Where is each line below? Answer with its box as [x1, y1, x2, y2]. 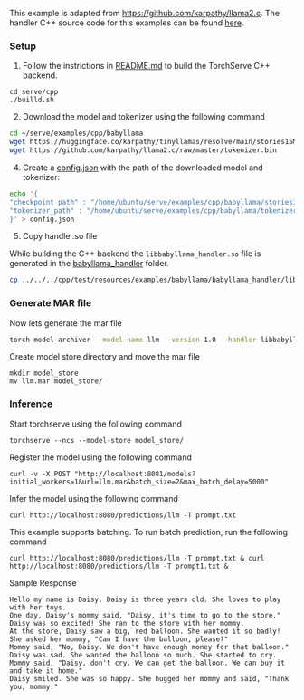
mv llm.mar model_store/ [9, 377, 103, 386]
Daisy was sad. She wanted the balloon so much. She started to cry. [9, 650, 278, 659]
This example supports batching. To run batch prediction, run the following [9, 526, 288, 537]
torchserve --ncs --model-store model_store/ [9, 436, 184, 445]
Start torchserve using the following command [9, 418, 183, 429]
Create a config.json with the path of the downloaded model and [22, 162, 264, 173]
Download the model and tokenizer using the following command [22, 111, 265, 122]
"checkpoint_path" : [9, 197, 88, 206]
